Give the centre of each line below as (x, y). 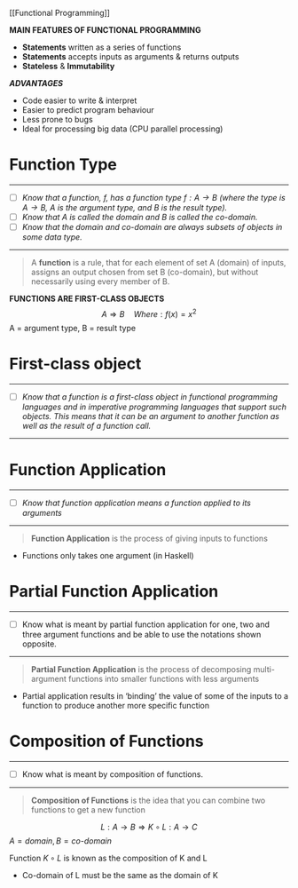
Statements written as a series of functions (102, 47)
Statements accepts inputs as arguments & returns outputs (130, 56)
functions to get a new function (88, 809)
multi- (264, 669)
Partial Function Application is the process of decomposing (141, 669)
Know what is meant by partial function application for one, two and (146, 624)
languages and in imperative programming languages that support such (154, 407)
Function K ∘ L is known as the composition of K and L (108, 858)
